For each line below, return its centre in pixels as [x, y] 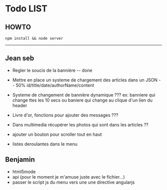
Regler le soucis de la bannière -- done [52, 70]
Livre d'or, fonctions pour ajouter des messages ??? [65, 115]
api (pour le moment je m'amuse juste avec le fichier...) [69, 177]
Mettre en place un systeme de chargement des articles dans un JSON [85, 80]
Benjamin [20, 160]
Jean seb [20, 58]
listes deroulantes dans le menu [45, 144]
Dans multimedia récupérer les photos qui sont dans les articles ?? [80, 124]
